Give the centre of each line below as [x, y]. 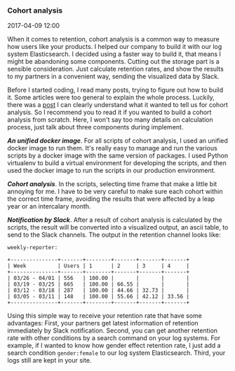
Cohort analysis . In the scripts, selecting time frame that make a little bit [112, 184]
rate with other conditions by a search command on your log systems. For [114, 338]
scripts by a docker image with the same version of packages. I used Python [118, 155]
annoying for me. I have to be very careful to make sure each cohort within [115, 192]
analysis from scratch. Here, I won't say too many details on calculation [110, 120]
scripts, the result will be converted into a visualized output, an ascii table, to [118, 227]
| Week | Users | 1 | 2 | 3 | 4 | [99, 266]
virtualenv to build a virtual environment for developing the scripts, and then [117, 163]
